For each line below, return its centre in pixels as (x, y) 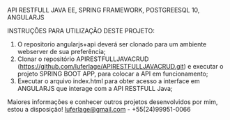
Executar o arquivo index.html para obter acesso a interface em (108, 81)
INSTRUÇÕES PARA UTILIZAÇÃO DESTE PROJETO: (81, 31)
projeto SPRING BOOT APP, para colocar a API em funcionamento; (113, 74)
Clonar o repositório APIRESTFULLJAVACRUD (83, 59)
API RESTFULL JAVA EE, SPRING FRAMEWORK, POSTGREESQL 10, (103, 10)
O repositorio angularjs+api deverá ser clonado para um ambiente (112, 44)
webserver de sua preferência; (61, 52)
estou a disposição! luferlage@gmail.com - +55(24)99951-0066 (99, 109)
